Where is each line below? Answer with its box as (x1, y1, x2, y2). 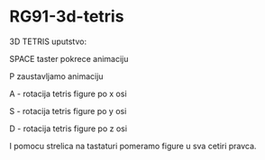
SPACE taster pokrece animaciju (9, 53, 129, 64)
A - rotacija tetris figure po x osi (9, 88, 128, 99)
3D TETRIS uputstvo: (9, 36, 87, 47)
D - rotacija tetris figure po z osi (9, 123, 128, 134)
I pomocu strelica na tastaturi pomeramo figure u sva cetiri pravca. (9, 140, 257, 151)
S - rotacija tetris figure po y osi (9, 105, 127, 116)
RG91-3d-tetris (9, 6, 124, 27)
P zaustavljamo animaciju (9, 70, 104, 82)
